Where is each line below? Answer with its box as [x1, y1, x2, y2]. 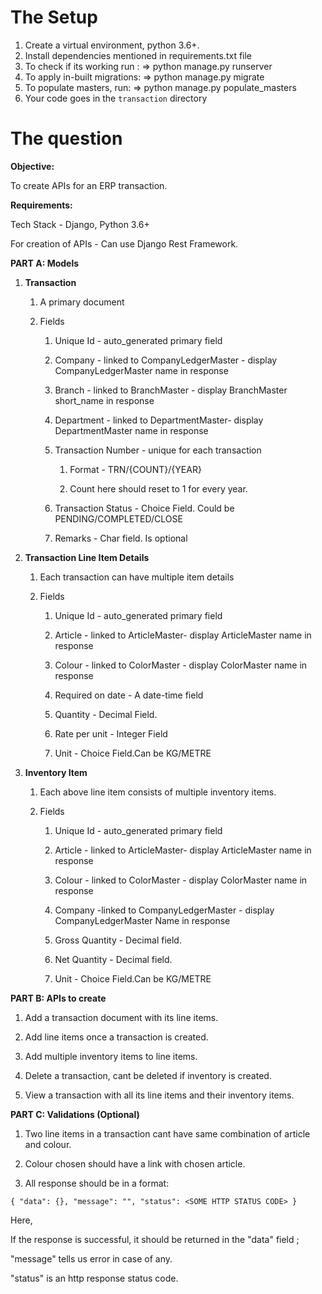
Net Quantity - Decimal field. [54, 953, 173, 965]
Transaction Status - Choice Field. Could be [54, 502, 235, 514]
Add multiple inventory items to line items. [24, 1050, 198, 1062]
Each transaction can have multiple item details [39, 571, 235, 583]
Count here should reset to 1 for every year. [69, 482, 248, 495]
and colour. [24, 1138, 72, 1150]
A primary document [39, 296, 125, 308]
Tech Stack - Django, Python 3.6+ [10, 218, 150, 230]
